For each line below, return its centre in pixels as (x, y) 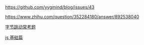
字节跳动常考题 (20, 27)
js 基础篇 (14, 37)
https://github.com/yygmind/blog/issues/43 (50, 7)
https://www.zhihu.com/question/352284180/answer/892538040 (72, 17)
